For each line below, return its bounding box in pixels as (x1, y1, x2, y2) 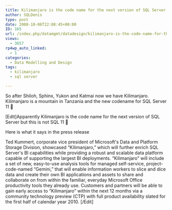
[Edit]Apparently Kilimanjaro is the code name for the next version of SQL (5, 113, 160, 119)
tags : (5, 65, 17, 70)
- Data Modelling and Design (10, 60, 72, 65)
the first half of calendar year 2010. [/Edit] (5, 198, 94, 205)
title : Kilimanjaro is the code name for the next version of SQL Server (5, 7, 166, 13)
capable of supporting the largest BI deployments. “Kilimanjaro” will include (5, 155, 164, 161)
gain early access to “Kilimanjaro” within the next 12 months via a (5, 187, 143, 194)
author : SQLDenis (5, 12, 42, 17)
